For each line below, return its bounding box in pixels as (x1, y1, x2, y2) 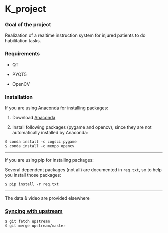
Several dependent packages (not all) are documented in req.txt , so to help (5, 167, 162, 173)
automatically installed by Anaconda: (12, 130, 88, 136)
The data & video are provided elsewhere (5, 195, 90, 201)
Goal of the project (5, 21, 51, 28)
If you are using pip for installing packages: (5, 157, 94, 163)
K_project (5, 3, 46, 15)
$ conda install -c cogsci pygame (5, 139, 77, 144)
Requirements (5, 50, 40, 57)
